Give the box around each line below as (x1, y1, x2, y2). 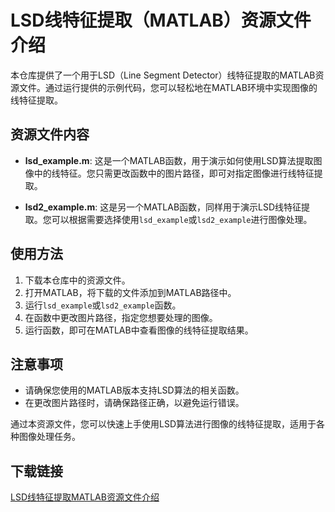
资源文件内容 (10, 126, 90, 143)
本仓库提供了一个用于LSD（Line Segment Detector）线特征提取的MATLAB (10, 69, 316, 81)
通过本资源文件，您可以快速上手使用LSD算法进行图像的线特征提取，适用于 (10, 418, 317, 430)
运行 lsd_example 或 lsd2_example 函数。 (24, 299, 182, 311)
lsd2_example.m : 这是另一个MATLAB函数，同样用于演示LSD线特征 (24, 201, 302, 213)
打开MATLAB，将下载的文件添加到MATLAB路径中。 (24, 286, 237, 298)
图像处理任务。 (18, 431, 81, 443)
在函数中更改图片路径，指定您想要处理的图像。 (24, 311, 218, 323)
